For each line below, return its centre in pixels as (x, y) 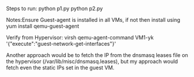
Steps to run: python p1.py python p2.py (54, 9)
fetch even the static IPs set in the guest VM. (60, 68)
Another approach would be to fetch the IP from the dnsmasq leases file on (97, 55)
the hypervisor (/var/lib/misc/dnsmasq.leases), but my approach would (92, 61)
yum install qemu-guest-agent (43, 26)
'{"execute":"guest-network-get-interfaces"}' (61, 44)
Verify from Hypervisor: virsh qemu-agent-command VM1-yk (80, 37)
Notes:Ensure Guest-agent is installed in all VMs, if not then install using (93, 20)
